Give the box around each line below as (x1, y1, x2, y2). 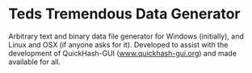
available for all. (8, 57, 61, 67)
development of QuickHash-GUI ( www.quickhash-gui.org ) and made (8, 48, 237, 58)
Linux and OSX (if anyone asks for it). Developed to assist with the (8, 39, 229, 49)
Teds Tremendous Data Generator (8, 5, 241, 23)
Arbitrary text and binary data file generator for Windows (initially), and (8, 31, 244, 41)
